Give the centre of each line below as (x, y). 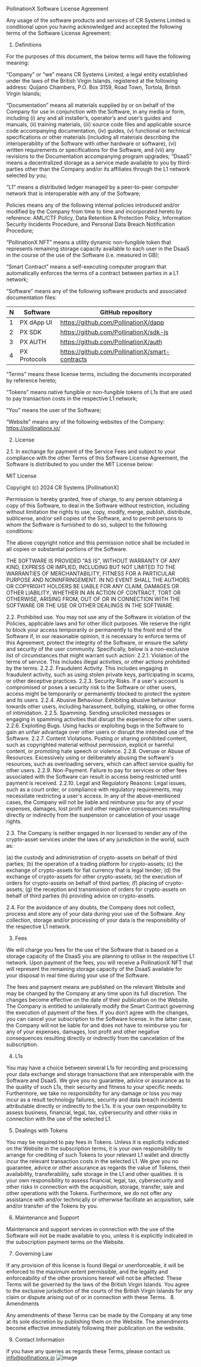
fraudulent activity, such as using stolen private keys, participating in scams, (100, 674)
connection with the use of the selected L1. (59, 1119)
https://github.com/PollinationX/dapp (112, 322)
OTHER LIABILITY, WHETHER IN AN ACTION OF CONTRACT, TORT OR (93, 592)
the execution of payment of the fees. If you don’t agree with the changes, (98, 1012)
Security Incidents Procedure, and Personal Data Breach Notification (91, 224)
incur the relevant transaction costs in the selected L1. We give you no (92, 1161)
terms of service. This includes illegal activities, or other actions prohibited (98, 662)
